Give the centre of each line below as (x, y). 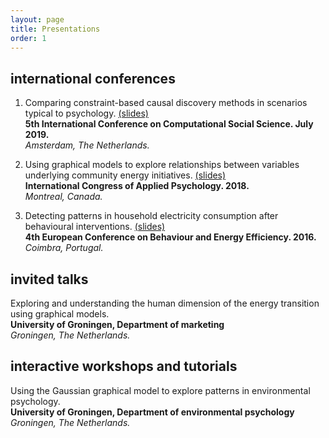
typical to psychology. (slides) (86, 113)
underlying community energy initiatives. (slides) (125, 175)
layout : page (37, 19)
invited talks (49, 279)
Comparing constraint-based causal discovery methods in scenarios (166, 103)
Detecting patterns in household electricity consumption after (151, 216)
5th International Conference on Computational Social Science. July (169, 124)
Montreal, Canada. (63, 197)
